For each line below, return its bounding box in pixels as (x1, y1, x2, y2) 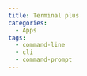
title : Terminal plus (8, 11, 80, 20)
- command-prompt (15, 56, 73, 64)
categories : (8, 19, 47, 27)
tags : (8, 33, 26, 42)
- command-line (15, 41, 66, 49)
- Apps (15, 26, 37, 34)
